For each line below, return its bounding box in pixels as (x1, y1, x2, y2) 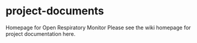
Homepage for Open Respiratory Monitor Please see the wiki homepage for (5, 24, 192, 31)
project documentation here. (5, 30, 76, 37)
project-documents (5, 4, 104, 18)
